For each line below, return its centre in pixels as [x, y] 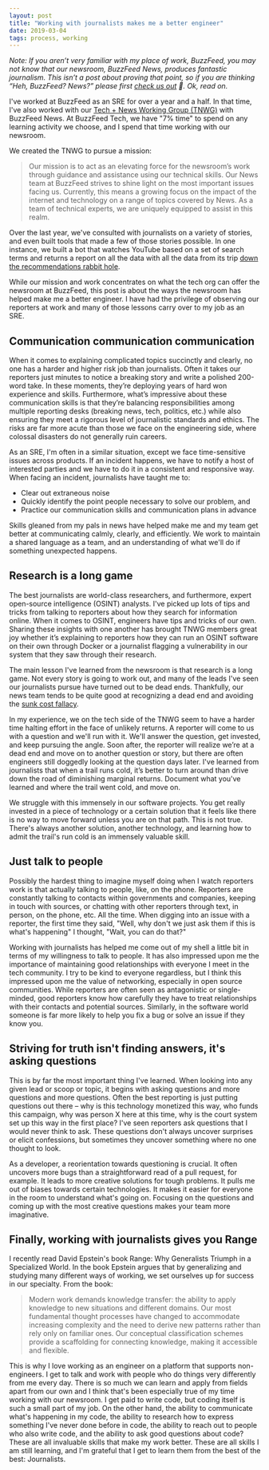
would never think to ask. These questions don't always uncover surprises [131, 1131]
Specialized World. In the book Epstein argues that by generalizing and [125, 1267]
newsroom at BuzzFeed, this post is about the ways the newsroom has [125, 290]
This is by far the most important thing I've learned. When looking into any [131, 1080]
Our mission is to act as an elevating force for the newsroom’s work [139, 166]
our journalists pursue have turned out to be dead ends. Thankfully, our [127, 686]
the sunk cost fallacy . [44, 704]
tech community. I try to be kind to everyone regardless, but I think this [125, 972]
